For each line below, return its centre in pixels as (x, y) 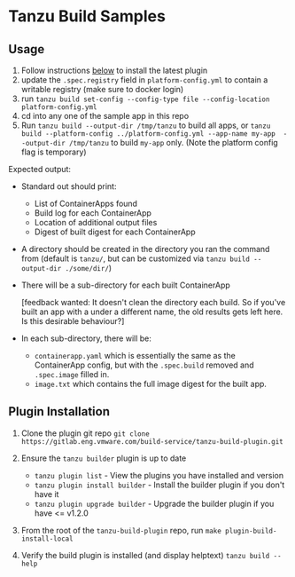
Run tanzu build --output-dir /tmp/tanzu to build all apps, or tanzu (146, 125)
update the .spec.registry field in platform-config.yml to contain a (144, 80)
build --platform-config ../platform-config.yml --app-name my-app (148, 134)
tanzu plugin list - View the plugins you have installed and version (159, 475)
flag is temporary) (54, 152)
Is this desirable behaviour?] (73, 321)
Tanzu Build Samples (87, 16)
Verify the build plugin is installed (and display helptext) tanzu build (145, 555)
